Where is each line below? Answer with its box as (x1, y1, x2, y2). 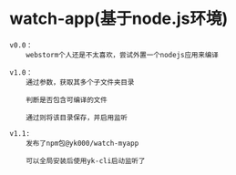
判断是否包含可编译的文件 (26, 95, 108, 105)
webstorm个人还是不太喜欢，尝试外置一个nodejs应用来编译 (26, 50, 219, 59)
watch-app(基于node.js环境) (9, 8, 229, 29)
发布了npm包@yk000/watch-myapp (26, 139, 139, 148)
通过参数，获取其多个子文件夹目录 (26, 77, 135, 87)
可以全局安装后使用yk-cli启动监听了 (26, 156, 146, 165)
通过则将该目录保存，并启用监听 (26, 113, 128, 122)
